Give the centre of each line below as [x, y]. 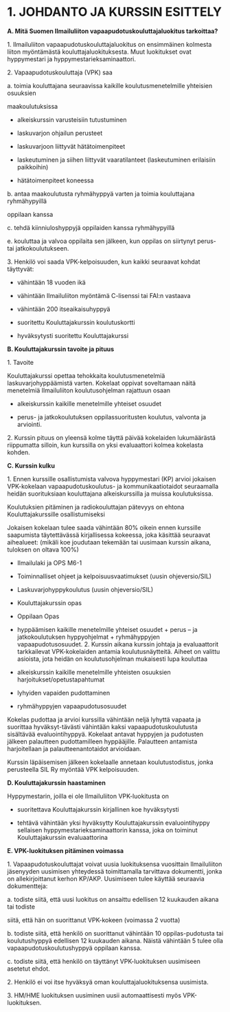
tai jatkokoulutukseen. [38, 248]
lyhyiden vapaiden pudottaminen [64, 693]
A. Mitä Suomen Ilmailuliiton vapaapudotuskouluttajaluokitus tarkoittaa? [113, 31]
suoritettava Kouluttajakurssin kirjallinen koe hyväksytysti [98, 809]
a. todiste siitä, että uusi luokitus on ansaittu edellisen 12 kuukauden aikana [113, 899]
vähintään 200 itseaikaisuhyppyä [64, 309]
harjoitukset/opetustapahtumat [61, 679]
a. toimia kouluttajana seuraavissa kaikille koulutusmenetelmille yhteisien [110, 85]
